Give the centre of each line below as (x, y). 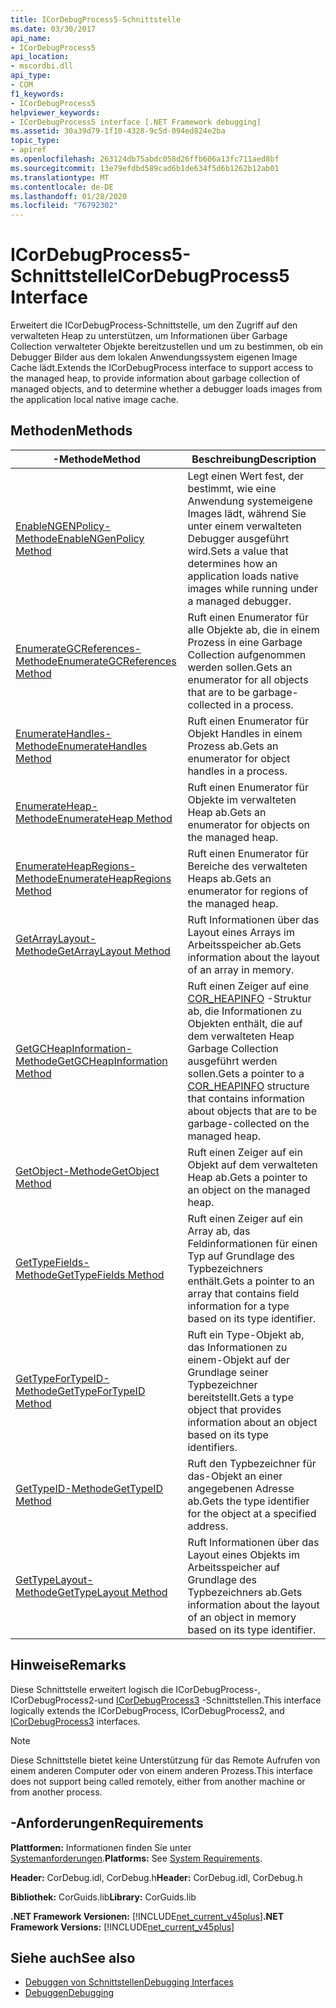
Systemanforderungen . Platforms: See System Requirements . (136, 1858)
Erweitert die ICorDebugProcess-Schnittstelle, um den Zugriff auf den (154, 325)
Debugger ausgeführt (238, 538)
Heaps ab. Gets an (229, 878)
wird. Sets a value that (238, 551)
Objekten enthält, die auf (245, 1023)
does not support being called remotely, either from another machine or (158, 1781)
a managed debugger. (239, 601)
